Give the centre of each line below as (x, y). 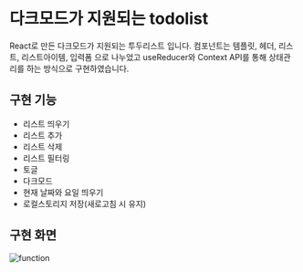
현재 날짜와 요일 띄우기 (63, 192)
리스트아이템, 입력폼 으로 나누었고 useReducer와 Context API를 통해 (144, 57)
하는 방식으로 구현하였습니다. (78, 68)
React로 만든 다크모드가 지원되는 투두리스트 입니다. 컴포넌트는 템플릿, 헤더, (143, 46)
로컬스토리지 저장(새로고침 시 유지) (84, 204)
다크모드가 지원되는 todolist (109, 19)
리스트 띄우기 (46, 123)
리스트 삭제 (42, 146)
